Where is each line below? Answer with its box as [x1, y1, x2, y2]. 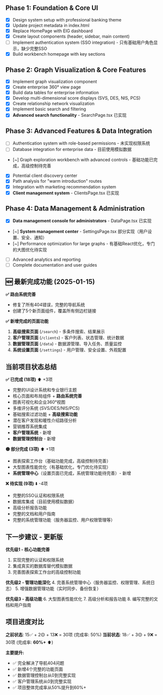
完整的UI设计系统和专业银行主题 [12, 387, 77, 393]
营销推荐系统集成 [12, 423, 47, 429]
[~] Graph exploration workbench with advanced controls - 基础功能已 [12, 157, 154, 163]
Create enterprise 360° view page [12, 84, 81, 90]
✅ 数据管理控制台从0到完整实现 [12, 672, 76, 678]
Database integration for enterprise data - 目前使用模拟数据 [12, 147, 132, 152]
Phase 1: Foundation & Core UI [5, 4, 98, 12]
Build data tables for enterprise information [12, 90, 99, 96]
